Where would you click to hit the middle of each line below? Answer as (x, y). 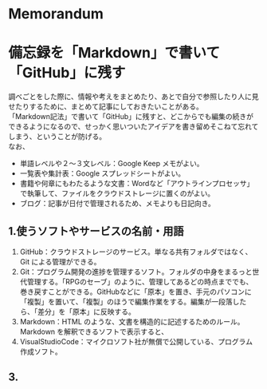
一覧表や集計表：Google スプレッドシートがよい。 (102, 173)
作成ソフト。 (41, 351)
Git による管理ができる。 (60, 261)
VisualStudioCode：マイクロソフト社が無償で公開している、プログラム (136, 341)
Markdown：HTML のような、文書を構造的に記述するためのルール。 (132, 321)
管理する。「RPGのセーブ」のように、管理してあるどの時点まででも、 (140, 281)
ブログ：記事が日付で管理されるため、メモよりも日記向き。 (117, 204)
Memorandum (56, 14)
